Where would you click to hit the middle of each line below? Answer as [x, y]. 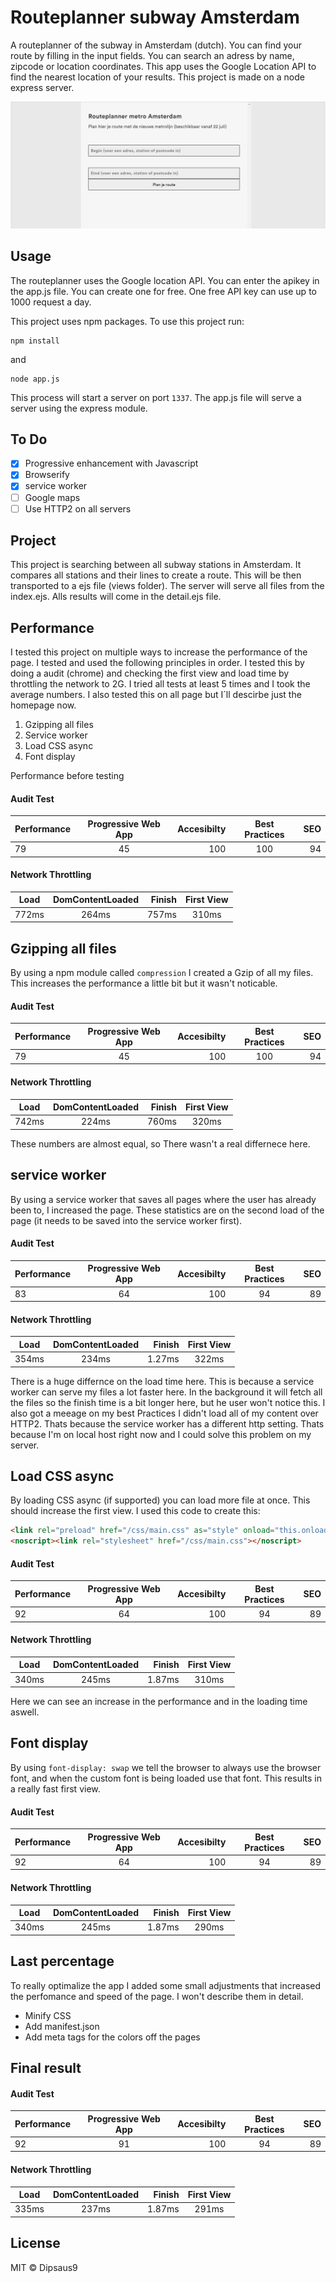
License [35, 2243]
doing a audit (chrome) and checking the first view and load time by [150, 673]
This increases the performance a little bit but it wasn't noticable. [144, 983]
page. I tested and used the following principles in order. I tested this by [157, 663]
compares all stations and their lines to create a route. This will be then [156, 575]
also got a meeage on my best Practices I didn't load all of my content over [164, 1413]
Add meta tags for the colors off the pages [112, 2037]
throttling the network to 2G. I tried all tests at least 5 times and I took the [160, 684]
